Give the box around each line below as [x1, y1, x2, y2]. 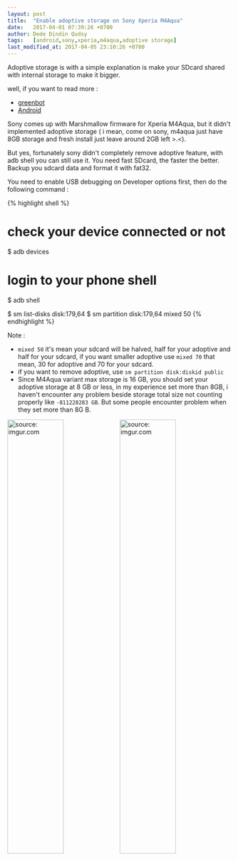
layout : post [7, 10, 46, 18]
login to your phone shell [7, 272, 157, 288]
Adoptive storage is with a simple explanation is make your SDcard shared [7, 63, 225, 71]
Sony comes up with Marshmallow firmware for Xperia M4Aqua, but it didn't [7, 120, 231, 128]
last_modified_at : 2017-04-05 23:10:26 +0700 [7, 43, 145, 51]
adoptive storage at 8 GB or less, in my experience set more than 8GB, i [17, 382, 228, 391]
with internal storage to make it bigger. [7, 71, 120, 79]
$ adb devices [7, 247, 50, 256]
